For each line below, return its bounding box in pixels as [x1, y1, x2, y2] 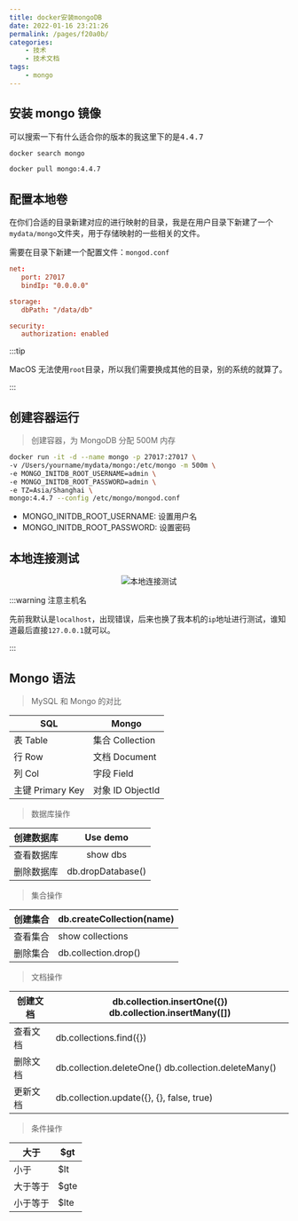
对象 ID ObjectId [92, 783, 161, 796]
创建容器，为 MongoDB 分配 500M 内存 [30, 435, 176, 446]
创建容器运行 [9, 409, 80, 424]
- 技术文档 [25, 54, 60, 63]
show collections [58, 930, 129, 942]
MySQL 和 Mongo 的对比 [30, 695, 122, 706]
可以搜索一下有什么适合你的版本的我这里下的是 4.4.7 [9, 131, 204, 142]
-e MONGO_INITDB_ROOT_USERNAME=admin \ [9, 469, 157, 478]
